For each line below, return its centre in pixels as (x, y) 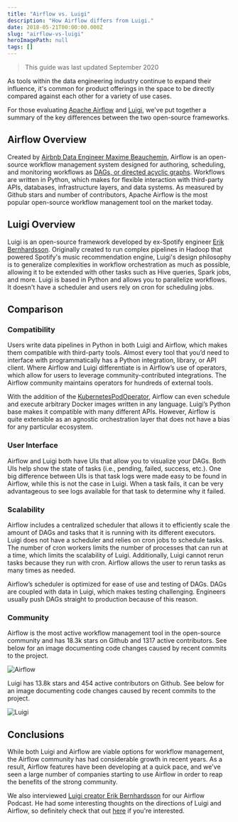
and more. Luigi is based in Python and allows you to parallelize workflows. (117, 279)
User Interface (33, 445)
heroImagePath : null (38, 41)
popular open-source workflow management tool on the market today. (110, 202)
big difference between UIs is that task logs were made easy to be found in (117, 476)
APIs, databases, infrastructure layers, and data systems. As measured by (115, 187)
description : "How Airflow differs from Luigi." (81, 21)
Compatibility (31, 329)
